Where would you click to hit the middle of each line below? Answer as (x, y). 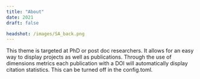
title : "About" (25, 12)
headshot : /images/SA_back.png (45, 34)
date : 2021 (20, 17)
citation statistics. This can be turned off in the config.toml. (80, 70)
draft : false (23, 23)
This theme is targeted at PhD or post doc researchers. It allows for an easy (100, 51)
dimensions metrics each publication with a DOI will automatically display (97, 63)
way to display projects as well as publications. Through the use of (89, 57)
